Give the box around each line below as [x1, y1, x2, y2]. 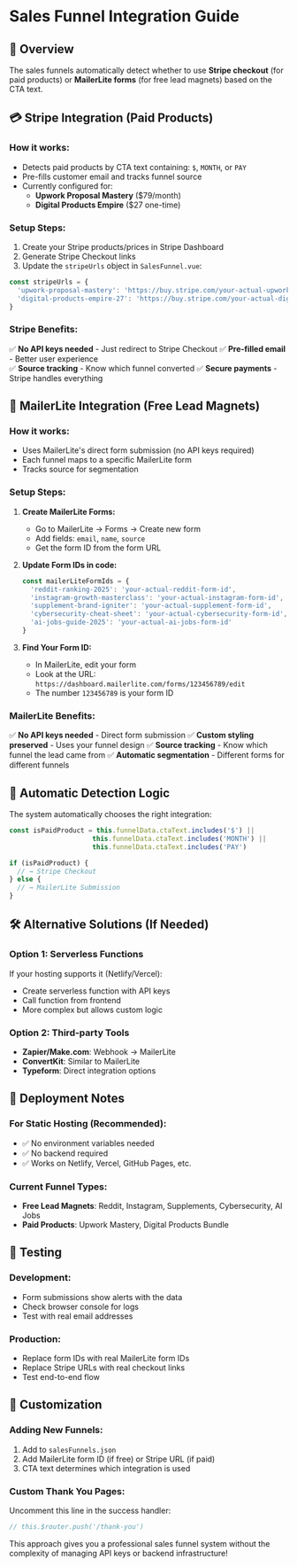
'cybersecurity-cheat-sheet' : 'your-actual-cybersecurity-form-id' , [30, 610, 288, 619]
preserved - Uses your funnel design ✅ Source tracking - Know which [9, 740, 268, 751]
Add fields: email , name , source [34, 533, 146, 543]
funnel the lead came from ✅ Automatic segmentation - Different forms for [9, 750, 286, 760]
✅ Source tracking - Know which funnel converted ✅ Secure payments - [9, 363, 278, 373]
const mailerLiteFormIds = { [21, 576, 130, 586]
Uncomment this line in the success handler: [9, 1505, 171, 1516]
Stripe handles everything [9, 372, 103, 383]
